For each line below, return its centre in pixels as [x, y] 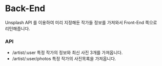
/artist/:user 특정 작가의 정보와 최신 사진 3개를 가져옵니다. [67, 53]
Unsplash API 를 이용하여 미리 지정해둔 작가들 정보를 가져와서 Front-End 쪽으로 [81, 22]
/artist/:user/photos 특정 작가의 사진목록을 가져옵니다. [64, 59]
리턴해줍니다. [18, 28]
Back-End [25, 8]
